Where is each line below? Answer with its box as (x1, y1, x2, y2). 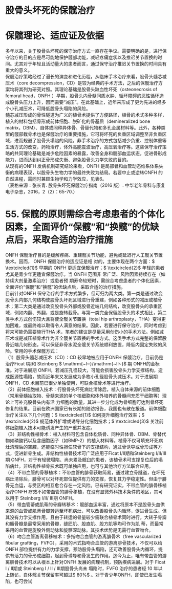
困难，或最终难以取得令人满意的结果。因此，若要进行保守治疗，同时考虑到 (9, 322, 167, 329)
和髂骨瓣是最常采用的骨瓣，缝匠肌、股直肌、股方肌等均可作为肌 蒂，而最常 (5, 520, 164, 527)
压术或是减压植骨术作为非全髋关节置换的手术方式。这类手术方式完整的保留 (5, 335, 162, 341)
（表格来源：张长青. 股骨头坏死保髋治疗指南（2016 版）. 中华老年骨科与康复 (5, 182, 165, 188)
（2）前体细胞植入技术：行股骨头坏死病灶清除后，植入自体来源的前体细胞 (5, 386, 161, 392)
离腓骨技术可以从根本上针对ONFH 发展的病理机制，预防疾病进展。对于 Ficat (5, 559, 166, 565)
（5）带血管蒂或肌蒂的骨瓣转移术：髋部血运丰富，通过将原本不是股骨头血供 (5, 501, 165, 508)
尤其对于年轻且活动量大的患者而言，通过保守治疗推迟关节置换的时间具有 (14, 61, 167, 67)
